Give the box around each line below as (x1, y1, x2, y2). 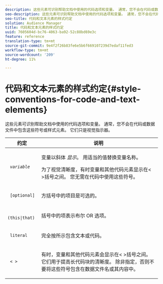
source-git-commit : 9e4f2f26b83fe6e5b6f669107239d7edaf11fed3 (5, 43, 133, 48)
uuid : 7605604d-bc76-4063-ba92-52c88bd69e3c (5, 30, 97, 34)
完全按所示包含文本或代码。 (41, 233, 105, 239)
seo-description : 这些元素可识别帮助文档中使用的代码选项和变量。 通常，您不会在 (5, 12, 153, 17)
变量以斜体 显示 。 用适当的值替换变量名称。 (41, 154, 142, 161)
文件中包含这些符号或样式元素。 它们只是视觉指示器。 (5, 127, 113, 133)
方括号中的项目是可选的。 (41, 192, 100, 199)
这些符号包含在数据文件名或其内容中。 (50, 266, 139, 272)
